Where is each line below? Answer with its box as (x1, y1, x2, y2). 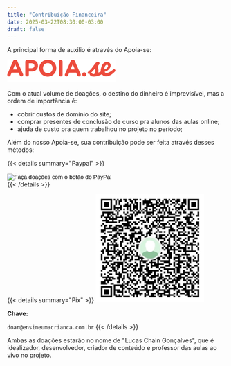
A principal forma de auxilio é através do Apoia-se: (7, 46, 152, 54)
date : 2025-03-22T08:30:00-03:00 (7, 18, 104, 26)
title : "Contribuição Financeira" (7, 11, 107, 18)
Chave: (7, 309, 29, 317)
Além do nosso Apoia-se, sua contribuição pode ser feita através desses (7, 138, 214, 146)
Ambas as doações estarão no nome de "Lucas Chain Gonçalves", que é (7, 336, 214, 345)
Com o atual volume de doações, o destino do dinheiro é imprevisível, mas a (7, 89, 225, 97)
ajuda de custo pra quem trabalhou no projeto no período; (17, 125, 183, 133)
